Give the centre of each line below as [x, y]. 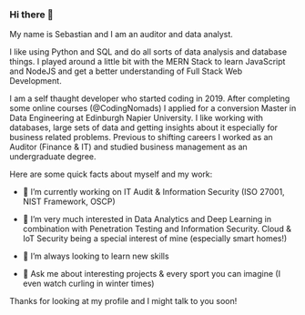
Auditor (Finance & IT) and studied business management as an [128, 147]
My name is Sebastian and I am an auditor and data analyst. [122, 35]
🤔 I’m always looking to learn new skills [96, 256]
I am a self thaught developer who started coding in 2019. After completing [150, 98]
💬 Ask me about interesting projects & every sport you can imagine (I [151, 274]
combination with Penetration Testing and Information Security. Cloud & [157, 229]
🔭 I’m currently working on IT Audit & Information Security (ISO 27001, [153, 192]
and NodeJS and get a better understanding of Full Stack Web [126, 71]
